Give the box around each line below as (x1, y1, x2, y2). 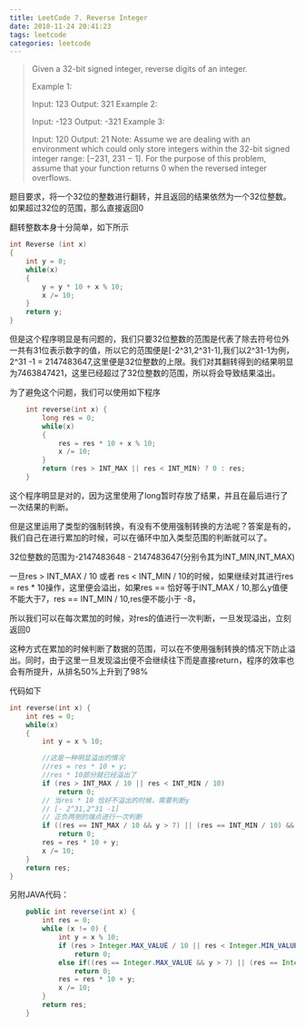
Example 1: (31, 81, 73, 92)
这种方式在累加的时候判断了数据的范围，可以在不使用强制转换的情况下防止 (9, 643, 288, 654)
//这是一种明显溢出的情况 (42, 754, 125, 763)
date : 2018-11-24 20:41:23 (9, 22, 112, 31)
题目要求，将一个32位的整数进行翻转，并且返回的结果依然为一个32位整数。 (9, 192, 292, 202)
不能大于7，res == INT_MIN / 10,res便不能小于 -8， (9, 593, 202, 604)
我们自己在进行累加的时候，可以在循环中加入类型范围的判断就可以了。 (9, 532, 272, 543)
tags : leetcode (9, 30, 67, 39)
